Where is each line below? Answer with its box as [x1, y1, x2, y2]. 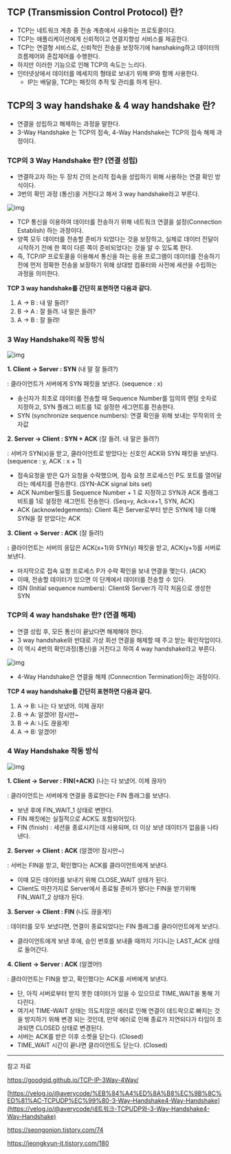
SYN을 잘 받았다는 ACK [16, 514, 81, 523]
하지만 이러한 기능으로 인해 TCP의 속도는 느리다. [16, 61, 146, 69]
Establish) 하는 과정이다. [16, 226, 84, 234]
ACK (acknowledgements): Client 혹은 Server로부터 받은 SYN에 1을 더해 [16, 505, 217, 514]
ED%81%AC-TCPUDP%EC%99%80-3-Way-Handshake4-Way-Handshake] [7, 1096, 220, 1104]
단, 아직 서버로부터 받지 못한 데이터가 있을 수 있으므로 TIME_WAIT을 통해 [16, 989, 213, 997]
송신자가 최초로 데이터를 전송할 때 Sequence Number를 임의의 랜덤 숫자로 [16, 395, 218, 403]
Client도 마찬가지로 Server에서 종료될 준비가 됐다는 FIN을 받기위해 [16, 884, 196, 892]
